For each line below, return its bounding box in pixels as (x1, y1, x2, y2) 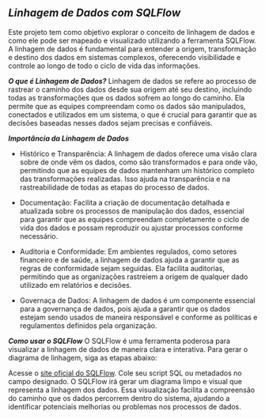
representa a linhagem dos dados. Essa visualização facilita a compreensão (8, 385, 256, 394)
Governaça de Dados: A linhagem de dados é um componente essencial (19, 296, 256, 305)
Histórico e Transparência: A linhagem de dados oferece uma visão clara (19, 149, 257, 158)
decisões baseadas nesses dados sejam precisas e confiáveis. (8, 118, 214, 127)
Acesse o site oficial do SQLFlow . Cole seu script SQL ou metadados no (8, 368, 243, 378)
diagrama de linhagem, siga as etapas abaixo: (8, 353, 157, 362)
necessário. (19, 231, 59, 240)
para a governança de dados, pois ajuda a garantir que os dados (19, 304, 231, 313)
